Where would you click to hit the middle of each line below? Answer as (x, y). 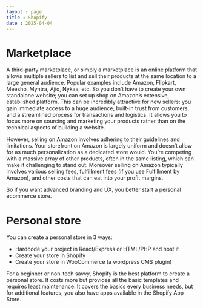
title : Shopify (27, 18)
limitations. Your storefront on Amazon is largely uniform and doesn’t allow (99, 146)
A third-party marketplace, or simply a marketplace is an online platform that (102, 70)
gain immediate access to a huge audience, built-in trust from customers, (98, 108)
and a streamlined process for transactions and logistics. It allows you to (97, 115)
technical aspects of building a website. (56, 128)
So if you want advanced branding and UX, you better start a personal (94, 190)
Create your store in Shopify (50, 255)
